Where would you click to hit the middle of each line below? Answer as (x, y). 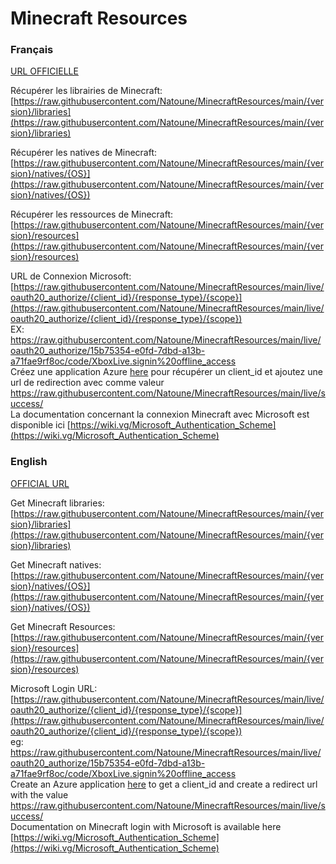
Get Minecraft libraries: (57, 503)
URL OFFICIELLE (44, 71)
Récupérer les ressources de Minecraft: (92, 214)
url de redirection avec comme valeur (87, 383)
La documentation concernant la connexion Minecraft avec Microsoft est (160, 414)
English (29, 462)
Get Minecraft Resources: (63, 626)
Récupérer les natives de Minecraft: (84, 153)
